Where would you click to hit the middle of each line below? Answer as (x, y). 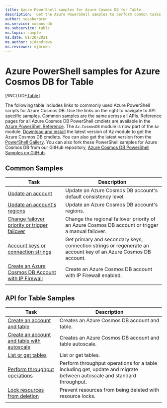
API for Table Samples (40, 298)
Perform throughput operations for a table (108, 363)
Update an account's (32, 205)
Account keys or (27, 246)
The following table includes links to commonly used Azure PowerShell (78, 105)
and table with (24, 341)
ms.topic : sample (23, 33)
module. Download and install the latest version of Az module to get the (78, 132)
